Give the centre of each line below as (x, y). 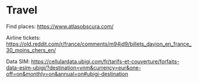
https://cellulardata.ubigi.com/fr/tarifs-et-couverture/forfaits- (105, 61)
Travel (22, 10)
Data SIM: (18, 61)
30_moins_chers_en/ (31, 50)
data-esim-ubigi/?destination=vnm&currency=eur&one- (74, 67)
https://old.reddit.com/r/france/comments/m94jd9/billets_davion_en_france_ (99, 44)
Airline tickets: (24, 37)
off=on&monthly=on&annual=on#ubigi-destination (67, 74)
